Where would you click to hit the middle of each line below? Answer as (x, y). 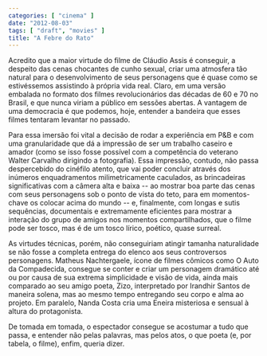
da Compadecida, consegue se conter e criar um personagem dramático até (134, 269)
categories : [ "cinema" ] (51, 16)
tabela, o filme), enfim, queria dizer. (67, 344)
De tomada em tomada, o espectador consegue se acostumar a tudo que (128, 327)
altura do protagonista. (46, 311)
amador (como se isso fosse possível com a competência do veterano (124, 152)
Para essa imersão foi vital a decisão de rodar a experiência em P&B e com (131, 135)
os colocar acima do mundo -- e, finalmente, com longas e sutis (135, 203)
